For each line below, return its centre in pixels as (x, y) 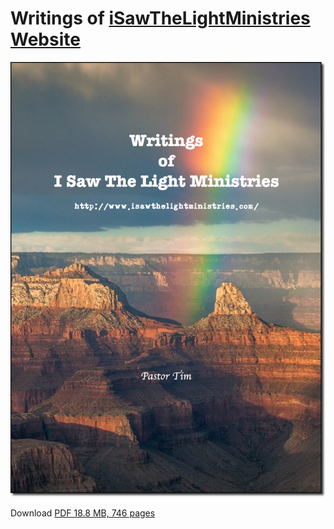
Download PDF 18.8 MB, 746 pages (83, 513)
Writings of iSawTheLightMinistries (160, 18)
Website (45, 39)
